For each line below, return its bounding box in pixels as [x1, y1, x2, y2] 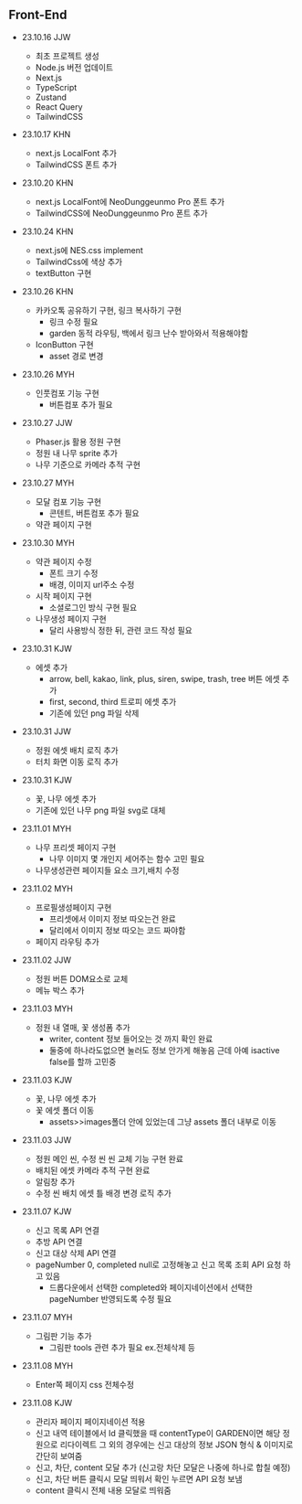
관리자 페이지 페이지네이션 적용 [35, 1416, 146, 1427]
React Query [35, 101, 83, 112]
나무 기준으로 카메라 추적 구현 [35, 459, 141, 470]
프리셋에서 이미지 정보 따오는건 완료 [48, 913, 177, 924]
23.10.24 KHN [21, 226, 74, 237]
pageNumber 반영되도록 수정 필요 [48, 1293, 172, 1304]
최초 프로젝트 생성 [35, 50, 99, 61]
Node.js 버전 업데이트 [35, 61, 114, 72]
